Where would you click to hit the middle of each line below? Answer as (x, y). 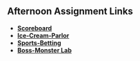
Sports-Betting (39, 43)
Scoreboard (34, 28)
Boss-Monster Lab (44, 50)
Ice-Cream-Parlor (43, 35)
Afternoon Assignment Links (70, 11)
